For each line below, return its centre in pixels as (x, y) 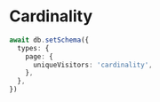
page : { (39, 56)
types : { (33, 48)
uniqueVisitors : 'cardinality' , (92, 65)
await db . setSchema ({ (49, 40)
